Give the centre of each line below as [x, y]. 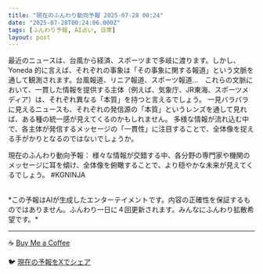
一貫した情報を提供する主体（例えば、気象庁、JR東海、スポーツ [139, 90]
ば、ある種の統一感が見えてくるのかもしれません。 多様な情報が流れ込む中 [129, 119]
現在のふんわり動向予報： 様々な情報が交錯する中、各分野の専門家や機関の [129, 155]
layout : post [29, 37]
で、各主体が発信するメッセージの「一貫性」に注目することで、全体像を [124, 129]
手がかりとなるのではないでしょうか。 [76, 139]
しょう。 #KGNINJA [54, 175]
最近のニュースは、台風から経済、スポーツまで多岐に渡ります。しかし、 [124, 60]
